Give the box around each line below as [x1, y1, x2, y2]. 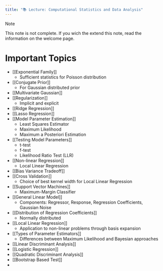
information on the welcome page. [5, 35, 75, 41]
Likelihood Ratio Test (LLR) [19, 152, 74, 158]
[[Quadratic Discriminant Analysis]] [12, 251, 83, 257]
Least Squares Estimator [19, 121, 69, 127]
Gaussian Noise [19, 204, 52, 210]
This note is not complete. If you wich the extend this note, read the [5, 30, 142, 36]
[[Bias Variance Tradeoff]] [12, 168, 65, 174]
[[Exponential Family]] [12, 69, 57, 75]
